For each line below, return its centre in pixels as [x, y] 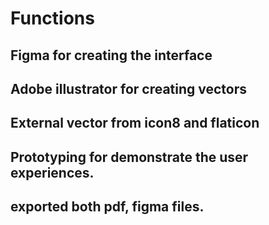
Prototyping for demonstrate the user [129, 157]
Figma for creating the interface [111, 55]
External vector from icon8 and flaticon [135, 123]
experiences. [52, 172]
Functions [52, 18]
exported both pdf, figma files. [107, 207]
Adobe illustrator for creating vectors [129, 88]
